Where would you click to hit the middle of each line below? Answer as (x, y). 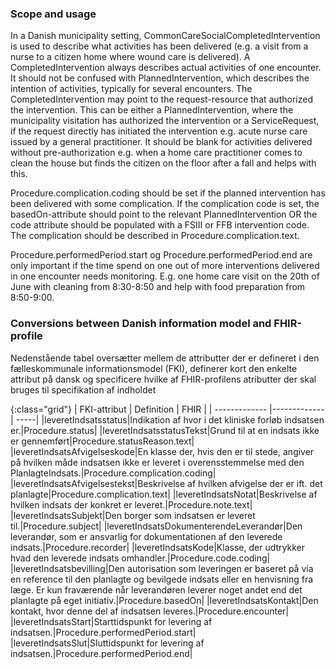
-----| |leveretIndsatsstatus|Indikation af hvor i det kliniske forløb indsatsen (170, 419)
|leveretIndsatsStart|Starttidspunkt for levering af (111, 621)
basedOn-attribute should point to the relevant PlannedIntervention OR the (164, 214)
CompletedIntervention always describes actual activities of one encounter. (166, 68)
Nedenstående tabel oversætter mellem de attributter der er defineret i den (165, 358)
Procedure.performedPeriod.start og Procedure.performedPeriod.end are (161, 255)
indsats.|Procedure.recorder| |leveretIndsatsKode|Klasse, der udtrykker (157, 547)
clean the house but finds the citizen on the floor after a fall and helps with (163, 163)
